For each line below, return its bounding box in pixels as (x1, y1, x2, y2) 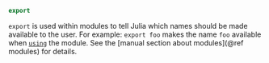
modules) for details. (8, 46, 78, 56)
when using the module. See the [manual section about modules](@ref (8, 37, 244, 47)
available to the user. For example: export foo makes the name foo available (8, 30, 262, 39)
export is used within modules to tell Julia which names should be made (8, 21, 248, 30)
